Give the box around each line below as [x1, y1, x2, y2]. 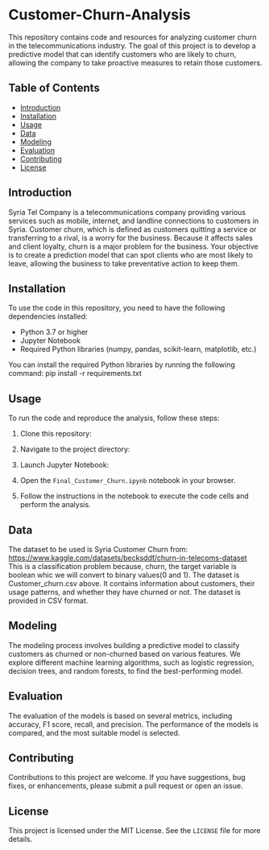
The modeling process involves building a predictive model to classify [8, 640, 240, 650]
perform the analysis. [19, 500, 91, 510]
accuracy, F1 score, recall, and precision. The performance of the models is [8, 719, 259, 729]
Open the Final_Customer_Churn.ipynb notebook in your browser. [19, 476, 236, 485]
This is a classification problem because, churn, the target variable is [8, 562, 238, 571]
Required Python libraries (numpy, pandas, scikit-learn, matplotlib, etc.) [19, 345, 257, 354]
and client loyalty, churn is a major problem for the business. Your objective [8, 241, 259, 251]
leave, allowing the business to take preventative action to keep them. [8, 258, 240, 268]
